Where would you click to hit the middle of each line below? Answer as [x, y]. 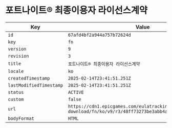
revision [18, 56]
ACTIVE [76, 92]
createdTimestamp [29, 78]
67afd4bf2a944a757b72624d [100, 35]
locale [16, 71]
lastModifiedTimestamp [35, 85]
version [17, 49]
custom [16, 99]
